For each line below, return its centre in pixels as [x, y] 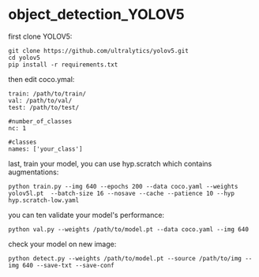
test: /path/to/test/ [44, 107]
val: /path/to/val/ [40, 100]
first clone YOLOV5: [40, 36]
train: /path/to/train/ [47, 94]
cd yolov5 [24, 58]
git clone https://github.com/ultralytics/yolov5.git [99, 51]
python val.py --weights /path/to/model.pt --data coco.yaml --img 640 [128, 229]
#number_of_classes [40, 121]
